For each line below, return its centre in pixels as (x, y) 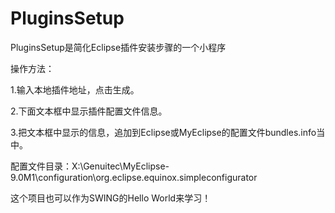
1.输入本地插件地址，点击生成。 (75, 89)
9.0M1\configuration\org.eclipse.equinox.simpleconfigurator (134, 177)
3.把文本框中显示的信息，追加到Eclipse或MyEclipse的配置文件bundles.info (163, 132)
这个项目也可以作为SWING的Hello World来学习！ (111, 198)
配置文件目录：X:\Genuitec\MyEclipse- (90, 166)
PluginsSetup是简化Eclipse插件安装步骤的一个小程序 (118, 47)
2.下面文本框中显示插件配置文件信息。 (89, 111)
